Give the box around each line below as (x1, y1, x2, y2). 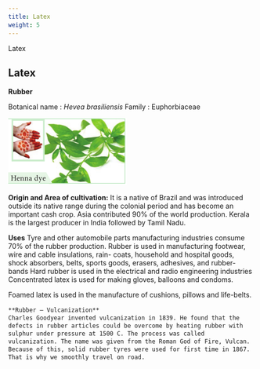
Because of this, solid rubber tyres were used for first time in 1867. (8, 345, 251, 353)
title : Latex (8, 13, 51, 20)
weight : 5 (8, 20, 41, 29)
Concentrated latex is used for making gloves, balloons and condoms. (8, 275, 233, 284)
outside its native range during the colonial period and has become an (8, 201, 234, 211)
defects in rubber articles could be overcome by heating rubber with (8, 322, 244, 330)
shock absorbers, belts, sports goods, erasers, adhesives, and (8, 258, 210, 268)
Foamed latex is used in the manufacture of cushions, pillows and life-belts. (8, 290, 252, 300)
